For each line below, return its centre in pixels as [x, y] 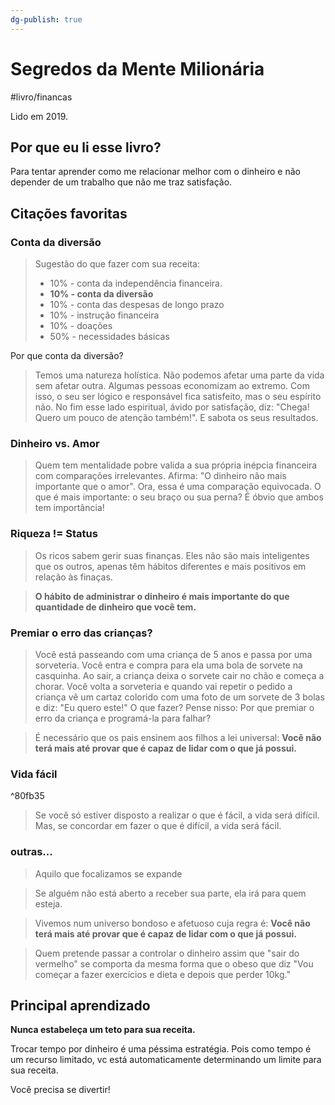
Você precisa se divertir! [60, 1090]
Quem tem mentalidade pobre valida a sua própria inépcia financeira [176, 465]
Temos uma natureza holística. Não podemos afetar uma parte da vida [179, 375]
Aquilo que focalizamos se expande [108, 873]
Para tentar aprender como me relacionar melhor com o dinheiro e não [155, 172]
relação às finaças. [73, 577]
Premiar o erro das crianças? [81, 633]
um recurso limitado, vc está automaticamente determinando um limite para [166, 1060]
